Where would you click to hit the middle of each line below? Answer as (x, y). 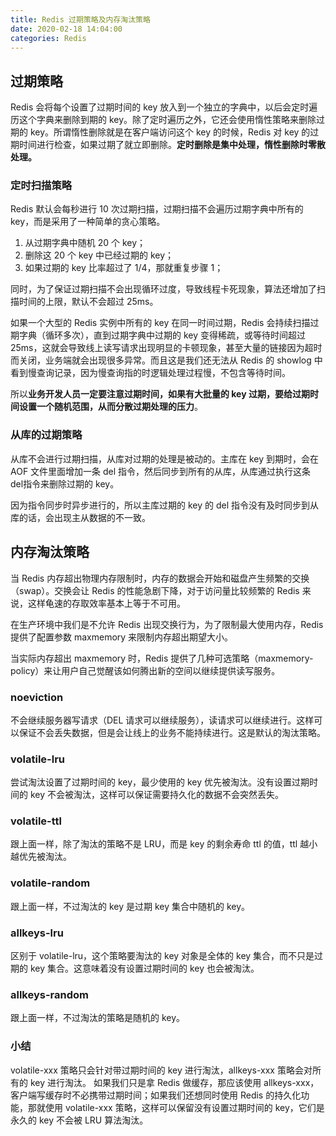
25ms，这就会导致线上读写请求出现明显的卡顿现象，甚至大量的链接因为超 (162, 348)
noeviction (37, 697)
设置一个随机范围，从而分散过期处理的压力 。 (110, 407)
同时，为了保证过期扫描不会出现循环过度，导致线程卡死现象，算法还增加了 (163, 289)
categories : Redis (48, 38)
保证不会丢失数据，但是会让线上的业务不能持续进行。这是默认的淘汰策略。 (172, 732)
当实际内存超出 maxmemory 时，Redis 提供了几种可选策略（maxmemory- (162, 658)
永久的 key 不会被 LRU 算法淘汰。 (79, 1120)
